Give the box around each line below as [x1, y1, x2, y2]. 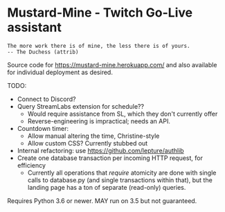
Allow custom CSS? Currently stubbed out [27, 139, 148, 147]
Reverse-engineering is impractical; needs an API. [27, 116, 171, 125]
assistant [7, 19, 62, 35]
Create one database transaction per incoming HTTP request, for [17, 154, 203, 162]
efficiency [17, 161, 46, 169]
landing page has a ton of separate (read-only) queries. [27, 183, 186, 191]
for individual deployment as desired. [7, 68, 113, 76]
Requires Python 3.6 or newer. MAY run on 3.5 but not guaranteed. [7, 196, 197, 205]
